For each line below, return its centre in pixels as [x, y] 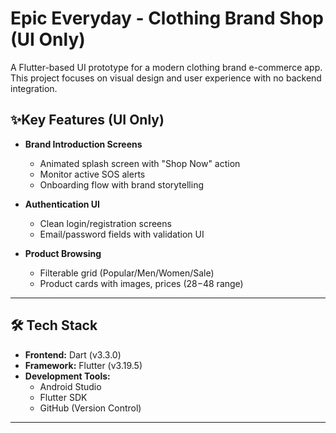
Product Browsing [63, 253]
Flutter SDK [63, 397]
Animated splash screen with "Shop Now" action [140, 163]
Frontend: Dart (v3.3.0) [73, 354]
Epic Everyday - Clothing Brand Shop [167, 18]
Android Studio [70, 386]
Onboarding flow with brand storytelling [121, 184]
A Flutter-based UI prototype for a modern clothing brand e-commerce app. [166, 67]
